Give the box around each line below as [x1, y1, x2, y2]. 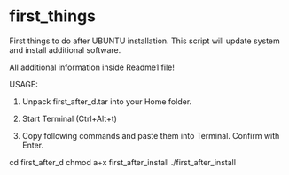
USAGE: [9, 79, 38, 89]
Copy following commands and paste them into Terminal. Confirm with [21, 130, 280, 141]
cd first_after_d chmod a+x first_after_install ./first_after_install [9, 156, 237, 167]
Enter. [21, 140, 44, 150]
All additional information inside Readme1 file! [9, 62, 176, 72]
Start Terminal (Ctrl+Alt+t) [21, 113, 118, 124]
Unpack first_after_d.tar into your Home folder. [21, 95, 192, 107]
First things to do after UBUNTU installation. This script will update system [9, 35, 281, 46]
